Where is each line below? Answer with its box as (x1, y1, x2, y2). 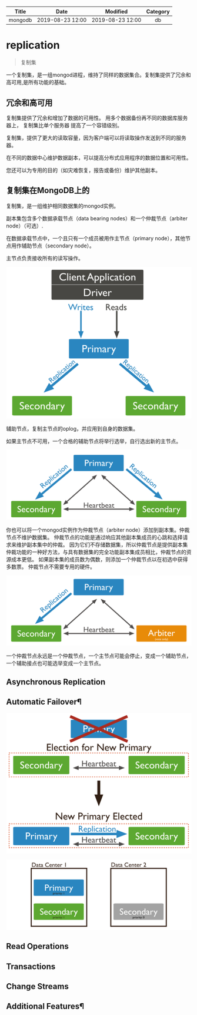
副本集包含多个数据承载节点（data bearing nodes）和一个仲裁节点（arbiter (6, 214, 188, 221)
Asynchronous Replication (6, 677, 106, 687)
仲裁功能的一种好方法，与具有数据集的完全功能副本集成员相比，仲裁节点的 (6, 548, 186, 556)
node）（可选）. (6, 222, 44, 229)
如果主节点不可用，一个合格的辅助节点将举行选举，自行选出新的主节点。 (6, 437, 181, 445)
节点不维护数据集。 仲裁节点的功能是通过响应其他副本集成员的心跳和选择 (6, 534, 183, 541)
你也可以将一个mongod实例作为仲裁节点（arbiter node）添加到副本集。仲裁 (6, 527, 190, 534)
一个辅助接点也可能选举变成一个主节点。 (6, 659, 104, 666)
